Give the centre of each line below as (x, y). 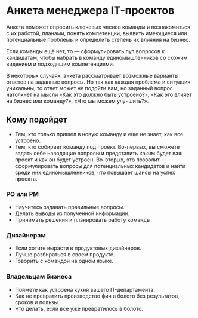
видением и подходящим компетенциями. (60, 64)
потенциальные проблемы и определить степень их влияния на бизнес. (98, 39)
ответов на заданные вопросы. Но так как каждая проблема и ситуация (98, 82)
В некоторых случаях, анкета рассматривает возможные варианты (92, 75)
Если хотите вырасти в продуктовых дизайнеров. (78, 248)
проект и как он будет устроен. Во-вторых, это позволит (87, 160)
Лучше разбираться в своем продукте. (65, 255)
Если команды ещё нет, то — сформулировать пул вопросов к (86, 51)
